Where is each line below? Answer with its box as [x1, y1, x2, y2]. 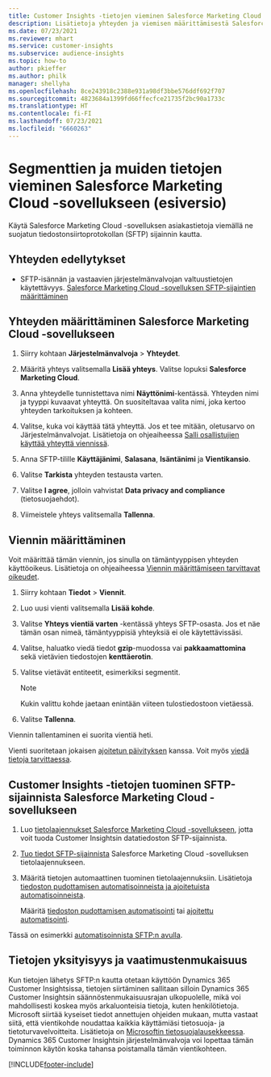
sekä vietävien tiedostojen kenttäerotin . [19, 652, 153, 661]
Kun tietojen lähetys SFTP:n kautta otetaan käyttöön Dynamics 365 [8, 975, 231, 985]
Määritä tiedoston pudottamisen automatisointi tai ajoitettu [19, 906, 214, 915]
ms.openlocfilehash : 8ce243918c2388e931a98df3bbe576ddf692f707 [8, 87, 226, 95]
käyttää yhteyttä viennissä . [19, 438, 110, 449]
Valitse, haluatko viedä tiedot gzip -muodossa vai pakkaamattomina [19, 644, 246, 653]
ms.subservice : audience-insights [8, 49, 125, 57]
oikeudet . [8, 572, 40, 582]
